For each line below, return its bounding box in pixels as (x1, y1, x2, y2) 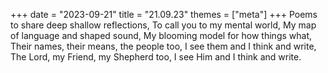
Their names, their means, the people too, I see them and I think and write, (10, 40, 317, 52)
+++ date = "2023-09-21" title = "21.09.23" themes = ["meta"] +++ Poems (10, 9, 318, 20)
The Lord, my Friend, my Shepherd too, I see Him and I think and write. (10, 51, 302, 63)
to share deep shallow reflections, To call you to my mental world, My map (10, 19, 317, 31)
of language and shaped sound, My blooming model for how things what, (10, 30, 313, 41)
